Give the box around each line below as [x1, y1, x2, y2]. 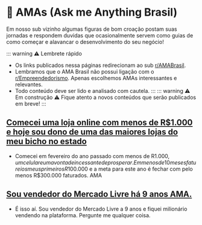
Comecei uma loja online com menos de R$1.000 [6, 118, 193, 128]
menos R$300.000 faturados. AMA [14, 171, 103, 179]
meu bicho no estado [6, 136, 87, 147]
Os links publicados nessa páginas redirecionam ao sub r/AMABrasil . [14, 62, 186, 69]
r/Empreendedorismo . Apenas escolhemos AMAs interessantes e [14, 74, 177, 81]
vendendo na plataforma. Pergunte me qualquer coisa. [14, 211, 151, 219]
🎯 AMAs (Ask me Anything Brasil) [6, 5, 178, 19]
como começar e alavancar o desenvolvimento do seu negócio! [6, 38, 164, 45]
